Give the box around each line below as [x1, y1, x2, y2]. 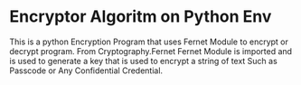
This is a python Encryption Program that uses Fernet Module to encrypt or [9, 36, 289, 47]
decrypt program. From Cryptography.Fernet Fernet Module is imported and [9, 45, 292, 56]
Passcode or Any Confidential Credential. [9, 65, 164, 76]
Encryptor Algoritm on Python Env [9, 6, 272, 27]
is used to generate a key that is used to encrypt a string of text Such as [9, 55, 277, 66]
